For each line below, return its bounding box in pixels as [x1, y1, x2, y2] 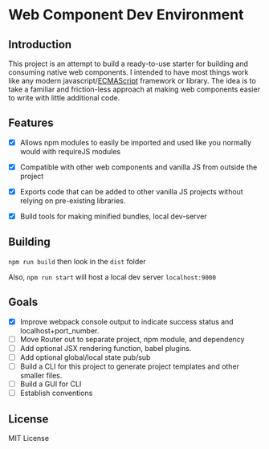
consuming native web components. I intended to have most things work [8, 67, 249, 77]
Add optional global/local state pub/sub [19, 352, 151, 362]
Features [8, 116, 54, 130]
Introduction [8, 38, 72, 51]
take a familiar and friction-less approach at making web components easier [8, 84, 261, 94]
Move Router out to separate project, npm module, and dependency [19, 334, 245, 344]
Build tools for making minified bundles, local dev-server [19, 211, 207, 221]
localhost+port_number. [19, 325, 100, 335]
